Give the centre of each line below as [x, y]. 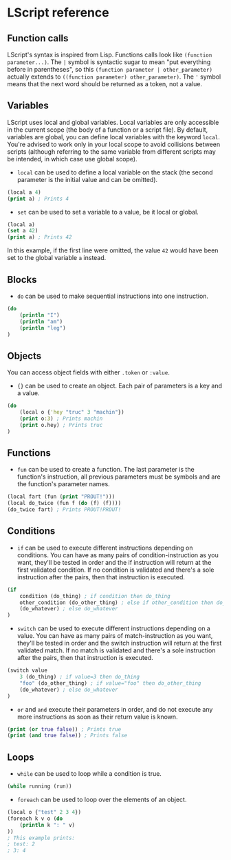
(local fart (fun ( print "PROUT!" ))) [61, 497]
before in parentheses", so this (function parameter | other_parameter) [110, 69]
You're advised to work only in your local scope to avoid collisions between [114, 144]
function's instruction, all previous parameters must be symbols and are [119, 477]
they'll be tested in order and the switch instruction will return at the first [119, 643]
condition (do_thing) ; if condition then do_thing [95, 596]
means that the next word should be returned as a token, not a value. [105, 84]
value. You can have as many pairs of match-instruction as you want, [115, 636]
